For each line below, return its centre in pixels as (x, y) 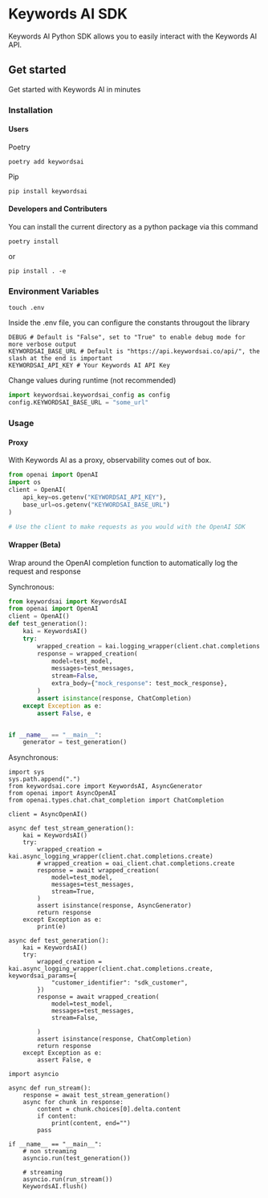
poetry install (34, 242)
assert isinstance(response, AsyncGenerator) (115, 906)
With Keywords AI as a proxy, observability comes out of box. (110, 460)
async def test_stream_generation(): (71, 828)
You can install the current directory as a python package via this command (133, 227)
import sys (26, 772)
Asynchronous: (33, 757)
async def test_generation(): (59, 941)
